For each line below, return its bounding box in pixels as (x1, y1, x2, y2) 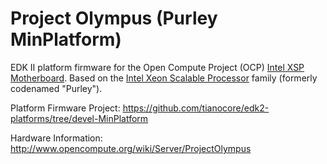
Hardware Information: (10, 132, 103, 144)
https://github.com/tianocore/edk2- (122, 102, 270, 114)
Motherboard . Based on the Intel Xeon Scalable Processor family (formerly (10, 72, 318, 84)
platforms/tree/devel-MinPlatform (10, 112, 149, 124)
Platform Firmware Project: (10, 102, 121, 114)
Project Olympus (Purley (10, 7, 218, 30)
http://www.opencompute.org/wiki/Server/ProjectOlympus (10, 142, 252, 154)
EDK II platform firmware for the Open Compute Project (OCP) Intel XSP (10, 61, 305, 73)
